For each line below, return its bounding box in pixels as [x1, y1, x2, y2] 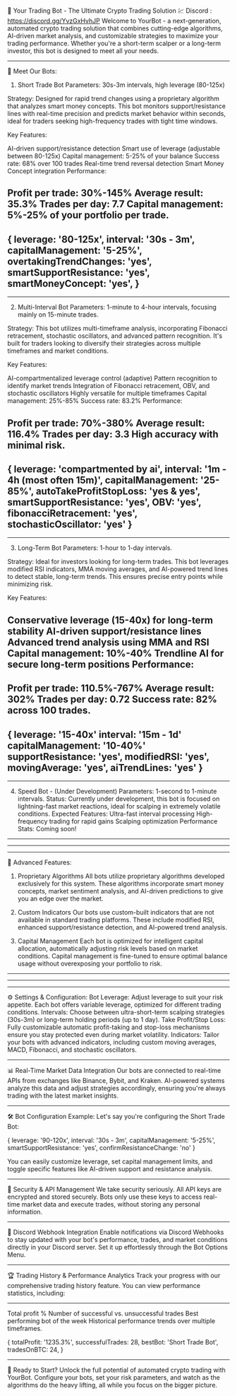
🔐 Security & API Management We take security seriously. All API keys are [7, 1185, 222, 1193]
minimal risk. [7, 439, 66, 451]
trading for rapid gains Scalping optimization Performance [49, 817, 218, 826]
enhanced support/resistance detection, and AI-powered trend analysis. [17, 923, 228, 932]
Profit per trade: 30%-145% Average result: [7, 187, 204, 199]
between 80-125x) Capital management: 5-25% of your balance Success [7, 152, 220, 160]
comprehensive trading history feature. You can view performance [7, 1281, 201, 1289]
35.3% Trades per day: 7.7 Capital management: [7, 198, 224, 211]
